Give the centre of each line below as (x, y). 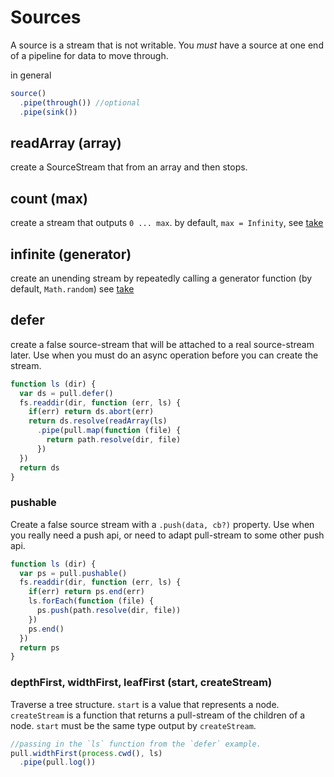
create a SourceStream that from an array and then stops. (129, 167)
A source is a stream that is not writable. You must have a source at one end (167, 45)
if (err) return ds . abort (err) (91, 412)
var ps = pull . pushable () (73, 573)
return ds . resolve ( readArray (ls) (98, 421)
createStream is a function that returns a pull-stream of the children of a (158, 715)
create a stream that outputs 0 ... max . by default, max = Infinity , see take (167, 223)
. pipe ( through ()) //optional (80, 102)
